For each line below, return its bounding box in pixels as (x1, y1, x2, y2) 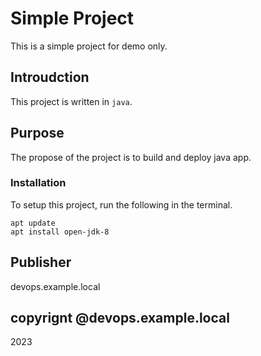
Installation (10, 176, 67, 190)
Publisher (10, 254, 72, 271)
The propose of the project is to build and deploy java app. (10, 151, 252, 163)
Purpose (10, 125, 65, 142)
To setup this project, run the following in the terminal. (10, 198, 233, 211)
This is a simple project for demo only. (10, 40, 168, 52)
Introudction (10, 69, 90, 86)
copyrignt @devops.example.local (10, 310, 230, 327)
